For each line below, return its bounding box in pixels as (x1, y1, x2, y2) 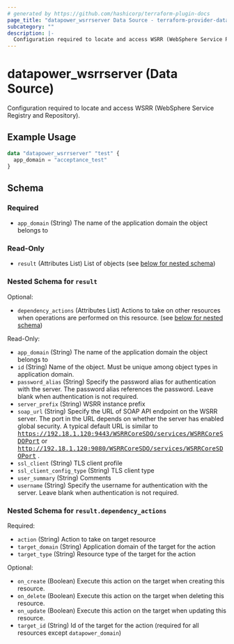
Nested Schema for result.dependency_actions (7, 505, 167, 515)
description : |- (7, 29, 54, 37)
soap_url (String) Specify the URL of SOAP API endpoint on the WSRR (17, 407, 218, 415)
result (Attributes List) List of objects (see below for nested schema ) (17, 259, 216, 268)
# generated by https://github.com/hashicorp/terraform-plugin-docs (7, 10, 210, 17)
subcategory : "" (7, 23, 54, 30)
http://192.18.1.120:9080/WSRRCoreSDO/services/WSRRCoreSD (17, 444, 224, 453)
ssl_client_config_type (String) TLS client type (17, 466, 155, 474)
